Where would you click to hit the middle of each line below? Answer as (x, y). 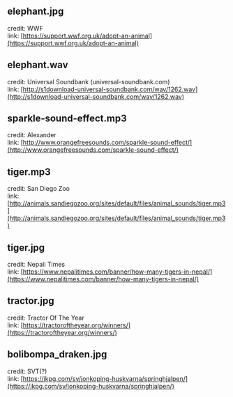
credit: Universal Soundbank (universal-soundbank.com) (89, 81)
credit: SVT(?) (27, 371)
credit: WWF (25, 28)
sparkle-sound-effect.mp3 (67, 119)
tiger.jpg (26, 248)
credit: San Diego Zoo (38, 189)
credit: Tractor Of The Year (46, 318)
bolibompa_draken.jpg (57, 355)
